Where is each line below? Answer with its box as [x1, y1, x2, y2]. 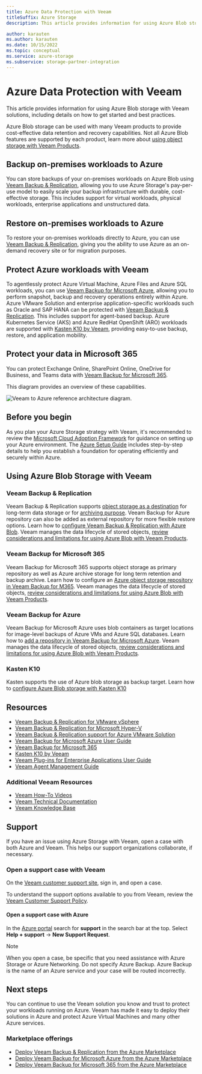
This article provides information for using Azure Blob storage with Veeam [6, 105, 189, 112]
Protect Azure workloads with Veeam [6, 264, 149, 274]
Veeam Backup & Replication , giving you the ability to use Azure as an [6, 241, 179, 248]
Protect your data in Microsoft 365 [6, 349, 138, 359]
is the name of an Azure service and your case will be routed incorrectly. [6, 967, 186, 974]
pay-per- [170, 182, 193, 189]
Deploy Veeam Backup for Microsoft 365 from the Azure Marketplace [14, 1061, 188, 1068]
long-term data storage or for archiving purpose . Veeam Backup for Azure [6, 509, 190, 516]
